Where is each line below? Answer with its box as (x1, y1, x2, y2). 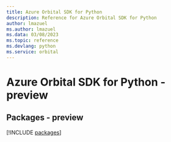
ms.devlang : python (6, 43, 56, 50)
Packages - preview (6, 113, 84, 123)
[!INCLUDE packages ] (6, 129, 62, 136)
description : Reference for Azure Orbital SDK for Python (6, 15, 157, 21)
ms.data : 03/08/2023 (6, 32, 59, 38)
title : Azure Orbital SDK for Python (6, 9, 103, 15)
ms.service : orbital (6, 49, 59, 55)
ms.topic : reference (6, 37, 59, 43)
